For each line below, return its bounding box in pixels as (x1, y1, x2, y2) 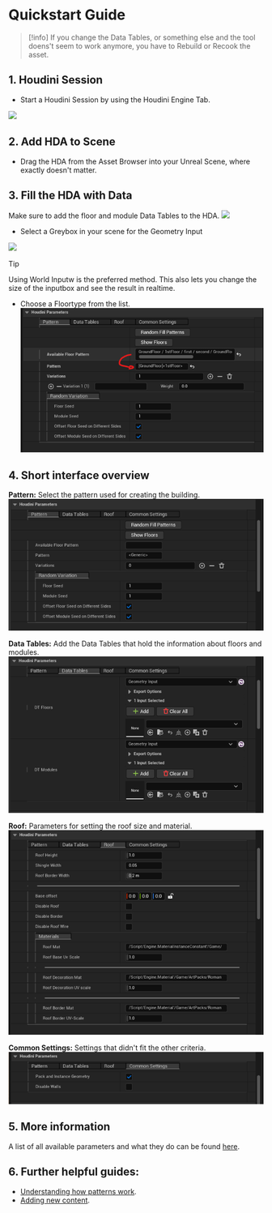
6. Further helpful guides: (8, 1165, 140, 1179)
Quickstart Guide (8, 6, 126, 24)
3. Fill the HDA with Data (8, 188, 133, 202)
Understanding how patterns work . (19, 1186, 137, 1196)
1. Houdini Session (8, 73, 104, 87)
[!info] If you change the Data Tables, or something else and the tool (28, 32, 256, 42)
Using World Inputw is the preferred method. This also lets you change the (8, 275, 257, 284)
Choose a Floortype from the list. (19, 299, 131, 309)
